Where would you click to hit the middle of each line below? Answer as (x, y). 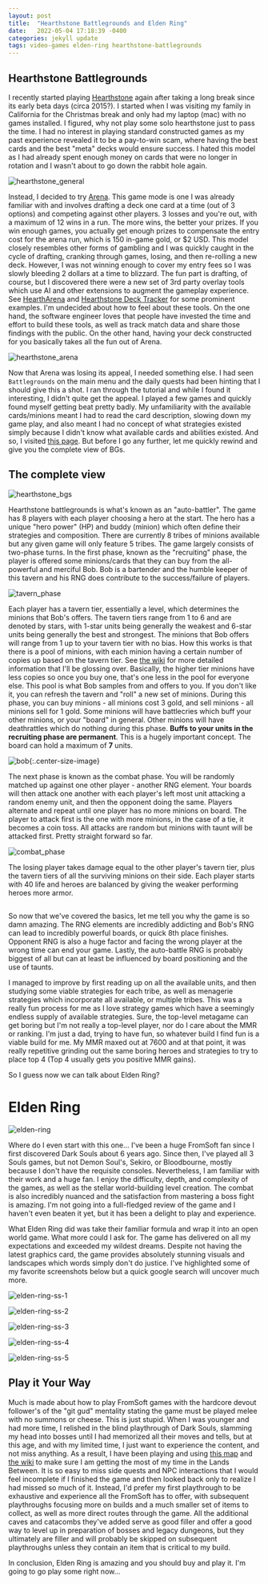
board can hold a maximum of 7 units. (71, 745)
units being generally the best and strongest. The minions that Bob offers (129, 634)
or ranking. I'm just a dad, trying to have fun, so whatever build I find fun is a (134, 1034)
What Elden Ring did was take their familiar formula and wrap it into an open (133, 1229)
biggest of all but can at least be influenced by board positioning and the (128, 959)
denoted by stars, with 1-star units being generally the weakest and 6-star (130, 626)
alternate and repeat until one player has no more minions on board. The (128, 810)
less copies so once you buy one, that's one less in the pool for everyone (129, 677)
